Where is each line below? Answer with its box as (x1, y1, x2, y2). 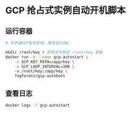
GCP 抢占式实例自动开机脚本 (5, 5, 126, 16)
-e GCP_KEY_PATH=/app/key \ (14, 59, 74, 64)
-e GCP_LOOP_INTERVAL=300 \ (14, 64, 74, 69)
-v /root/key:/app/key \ (14, 69, 68, 74)
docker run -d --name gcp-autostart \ (5, 54, 88, 59)
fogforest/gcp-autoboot (14, 74, 66, 79)
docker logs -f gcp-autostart (5, 103, 70, 108)
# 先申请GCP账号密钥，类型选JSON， (5, 40, 72, 46)
